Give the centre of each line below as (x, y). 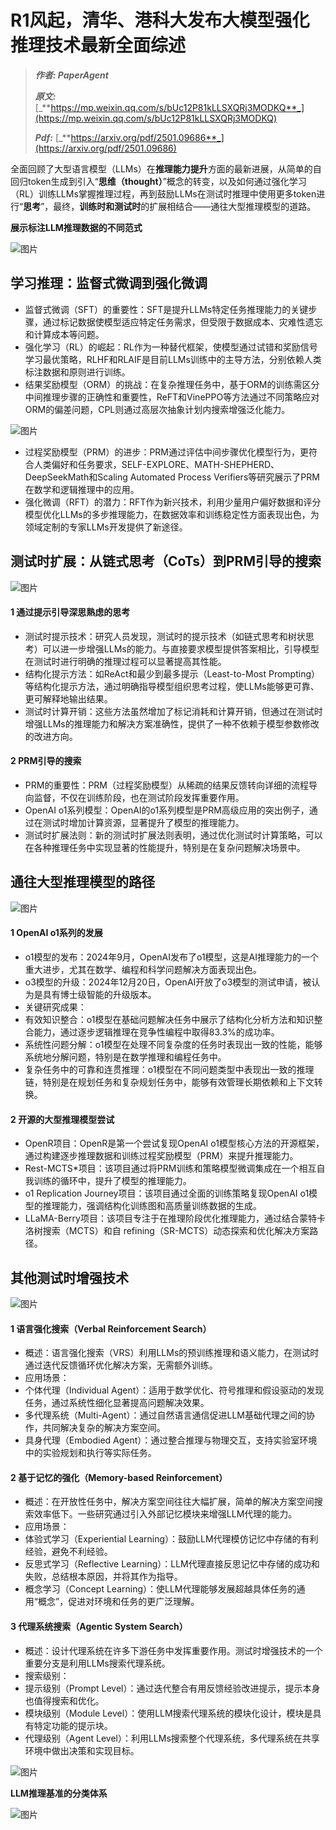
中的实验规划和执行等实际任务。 (90, 1453)
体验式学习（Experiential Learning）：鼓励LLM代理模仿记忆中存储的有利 (171, 1539)
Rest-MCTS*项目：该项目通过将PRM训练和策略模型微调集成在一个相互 (170, 1168)
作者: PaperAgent (71, 75)
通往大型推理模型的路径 (82, 882)
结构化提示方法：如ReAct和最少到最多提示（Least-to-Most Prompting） (172, 673)
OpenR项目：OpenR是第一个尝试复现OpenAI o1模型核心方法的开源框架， (174, 1143)
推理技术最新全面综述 (98, 45)
